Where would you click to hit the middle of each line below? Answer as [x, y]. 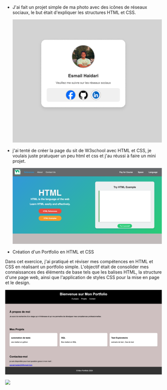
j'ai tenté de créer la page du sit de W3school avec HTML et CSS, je [82, 151]
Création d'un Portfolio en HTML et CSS [53, 252]
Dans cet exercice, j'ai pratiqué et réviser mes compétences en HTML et [79, 261]
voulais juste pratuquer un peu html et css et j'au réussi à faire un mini [84, 156]
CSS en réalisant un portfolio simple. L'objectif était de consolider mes [77, 267]
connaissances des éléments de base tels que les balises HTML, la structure [83, 272]
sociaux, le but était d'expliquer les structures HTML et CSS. [74, 12]
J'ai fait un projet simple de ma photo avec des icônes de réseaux [80, 7]
